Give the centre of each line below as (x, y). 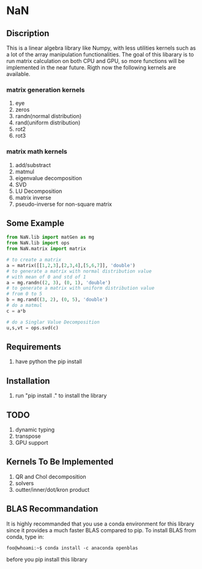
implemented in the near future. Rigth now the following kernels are (91, 67)
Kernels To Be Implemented (60, 462)
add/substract (33, 165)
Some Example (35, 223)
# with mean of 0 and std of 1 (46, 277)
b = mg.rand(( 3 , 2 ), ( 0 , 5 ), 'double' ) (57, 300)
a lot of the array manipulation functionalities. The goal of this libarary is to (100, 55)
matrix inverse (33, 197)
